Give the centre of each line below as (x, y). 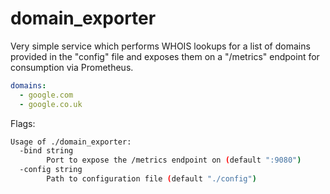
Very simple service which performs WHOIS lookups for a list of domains (160, 46)
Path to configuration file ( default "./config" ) (151, 179)
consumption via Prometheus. (72, 67)
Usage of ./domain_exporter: (71, 142)
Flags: (23, 123)
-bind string (46, 151)
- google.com (46, 95)
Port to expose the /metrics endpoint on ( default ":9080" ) (174, 160)
